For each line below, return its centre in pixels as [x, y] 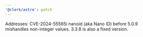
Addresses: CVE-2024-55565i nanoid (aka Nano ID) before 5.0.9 [71, 24]
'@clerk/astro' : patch [29, 10]
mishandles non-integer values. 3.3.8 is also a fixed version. [67, 29]
